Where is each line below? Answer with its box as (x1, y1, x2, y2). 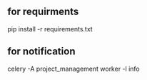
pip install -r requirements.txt (7, 24, 93, 33)
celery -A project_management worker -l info (7, 64, 141, 73)
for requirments (7, 6, 79, 18)
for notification (7, 46, 76, 58)
